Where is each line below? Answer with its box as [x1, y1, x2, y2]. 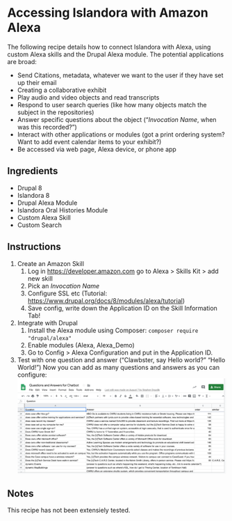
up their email [17, 78, 57, 86]
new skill [27, 274, 53, 283]
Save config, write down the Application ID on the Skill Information [27, 304, 217, 312]
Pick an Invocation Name [27, 281, 100, 290]
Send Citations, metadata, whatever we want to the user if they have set [17, 71, 224, 79]
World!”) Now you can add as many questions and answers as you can [17, 363, 220, 371]
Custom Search [17, 221, 63, 229]
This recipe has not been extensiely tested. [7, 506, 131, 515]
